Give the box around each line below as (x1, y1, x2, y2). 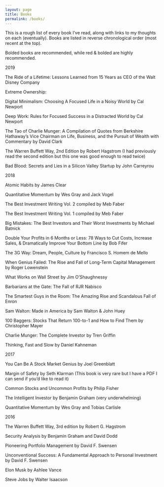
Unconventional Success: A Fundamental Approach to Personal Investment (5, 452, 158, 458)
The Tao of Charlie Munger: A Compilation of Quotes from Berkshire (5, 128, 143, 134)
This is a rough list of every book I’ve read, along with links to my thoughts (5, 30, 156, 36)
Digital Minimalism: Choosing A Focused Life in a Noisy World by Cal (5, 99, 144, 104)
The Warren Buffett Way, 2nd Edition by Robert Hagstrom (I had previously (5, 148, 156, 154)
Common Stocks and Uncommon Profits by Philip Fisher (5, 385, 119, 391)
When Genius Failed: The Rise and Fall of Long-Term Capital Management (5, 259, 155, 265)
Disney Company (5, 79, 40, 85)
